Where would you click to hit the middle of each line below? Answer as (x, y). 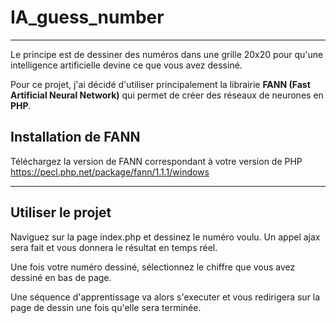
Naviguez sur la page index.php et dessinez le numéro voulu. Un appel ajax (165, 237)
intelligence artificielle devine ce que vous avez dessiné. (126, 65)
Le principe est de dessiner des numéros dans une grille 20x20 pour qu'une (167, 54)
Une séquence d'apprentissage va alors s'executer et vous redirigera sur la (165, 297)
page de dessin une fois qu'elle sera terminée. (106, 307)
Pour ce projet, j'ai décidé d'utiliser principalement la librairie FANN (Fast (160, 84)
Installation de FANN (75, 137)
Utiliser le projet (61, 212)
